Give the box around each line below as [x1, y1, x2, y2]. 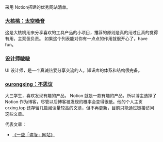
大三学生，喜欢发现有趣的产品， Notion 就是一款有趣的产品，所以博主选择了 [5, 92, 157, 99]
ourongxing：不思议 [5, 81, 53, 87]
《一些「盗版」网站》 [12, 131, 55, 138]
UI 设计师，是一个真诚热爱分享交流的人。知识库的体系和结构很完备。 [5, 67, 143, 73]
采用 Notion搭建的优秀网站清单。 [5, 4, 71, 10]
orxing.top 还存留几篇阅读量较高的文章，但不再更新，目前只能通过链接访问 [5, 104, 154, 111]
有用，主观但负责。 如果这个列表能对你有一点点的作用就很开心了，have [5, 36, 148, 41]
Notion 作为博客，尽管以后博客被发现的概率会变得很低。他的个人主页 [5, 99, 143, 104]
